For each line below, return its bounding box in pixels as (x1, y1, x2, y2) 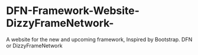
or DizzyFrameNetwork (6, 42, 63, 49)
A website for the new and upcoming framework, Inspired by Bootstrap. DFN (6, 36, 193, 43)
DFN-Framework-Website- (6, 4, 140, 18)
